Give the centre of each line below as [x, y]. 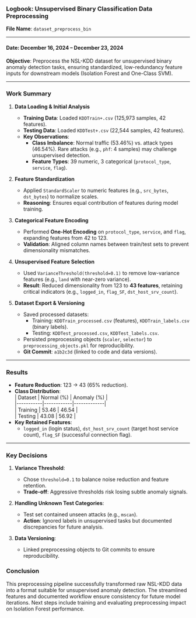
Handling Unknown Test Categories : [59, 503]
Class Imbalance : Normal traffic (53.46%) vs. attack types [102, 143]
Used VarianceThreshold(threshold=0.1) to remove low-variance [101, 273]
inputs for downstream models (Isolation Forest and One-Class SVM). [90, 73]
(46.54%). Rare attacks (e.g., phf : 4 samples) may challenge [104, 149]
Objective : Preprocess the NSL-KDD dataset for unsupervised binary [89, 61]
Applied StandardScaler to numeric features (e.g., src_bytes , [96, 190]
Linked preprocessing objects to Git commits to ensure [89, 550]
